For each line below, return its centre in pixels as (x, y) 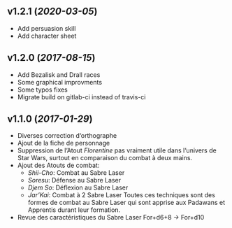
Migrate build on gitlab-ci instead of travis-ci (81, 97)
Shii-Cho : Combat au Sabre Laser (76, 173)
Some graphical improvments (60, 82)
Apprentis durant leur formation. (74, 210)
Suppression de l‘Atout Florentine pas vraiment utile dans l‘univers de (117, 150)
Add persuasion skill (46, 28)
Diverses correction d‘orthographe (67, 136)
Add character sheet (47, 36)
